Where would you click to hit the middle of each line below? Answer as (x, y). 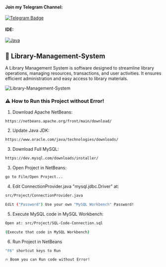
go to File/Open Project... (34, 177)
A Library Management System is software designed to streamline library (80, 68)
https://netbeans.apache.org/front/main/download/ (58, 121)
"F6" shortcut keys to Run (33, 251)
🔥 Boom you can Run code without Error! (48, 260)
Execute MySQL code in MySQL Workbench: (58, 214)
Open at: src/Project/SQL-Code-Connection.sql (54, 223)
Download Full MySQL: (36, 149)
